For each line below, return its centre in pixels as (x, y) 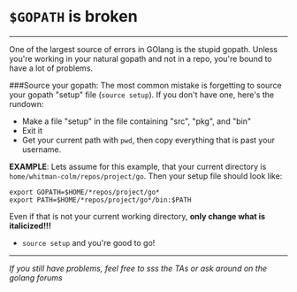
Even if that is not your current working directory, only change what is (137, 216)
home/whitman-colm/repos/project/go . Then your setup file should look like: (146, 176)
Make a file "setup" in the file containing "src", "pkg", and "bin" (137, 121)
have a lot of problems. (51, 68)
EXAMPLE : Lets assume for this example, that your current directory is (138, 166)
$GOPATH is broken (74, 16)
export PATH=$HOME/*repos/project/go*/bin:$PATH (100, 200)
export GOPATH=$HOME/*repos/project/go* (85, 192)
